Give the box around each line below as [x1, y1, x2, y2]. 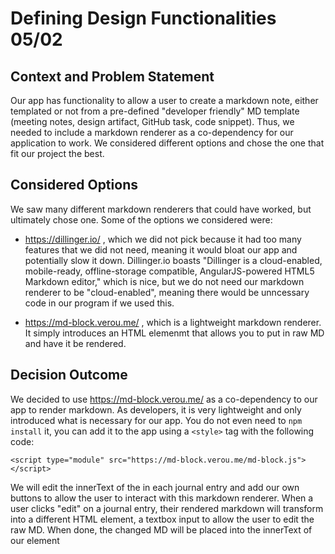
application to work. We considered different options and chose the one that [10, 137, 325, 149]
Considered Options [10, 177, 138, 194]
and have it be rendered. [24, 337, 127, 349]
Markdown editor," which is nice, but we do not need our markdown [24, 275, 305, 287]
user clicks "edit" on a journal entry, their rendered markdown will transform [10, 502, 324, 514]
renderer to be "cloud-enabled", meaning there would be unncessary [24, 286, 310, 298]
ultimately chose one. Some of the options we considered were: [10, 213, 273, 226]
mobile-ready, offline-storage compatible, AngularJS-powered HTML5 [24, 265, 315, 277]
